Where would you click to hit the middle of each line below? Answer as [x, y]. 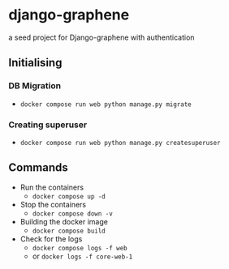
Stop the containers [53, 204]
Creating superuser [48, 125]
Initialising [35, 63]
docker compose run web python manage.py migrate [106, 104]
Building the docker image [64, 221]
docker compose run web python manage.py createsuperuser [120, 143]
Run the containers [52, 187]
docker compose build [69, 231]
